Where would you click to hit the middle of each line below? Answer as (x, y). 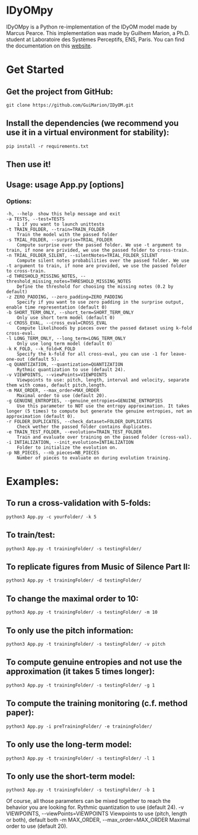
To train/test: (31, 535)
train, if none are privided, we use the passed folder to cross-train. (98, 250)
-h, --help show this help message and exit (63, 214)
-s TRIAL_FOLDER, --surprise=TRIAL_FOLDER (59, 240)
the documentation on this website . (49, 46)
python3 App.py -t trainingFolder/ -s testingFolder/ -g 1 (81, 685)
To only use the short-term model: (71, 776)
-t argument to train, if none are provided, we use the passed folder (96, 266)
